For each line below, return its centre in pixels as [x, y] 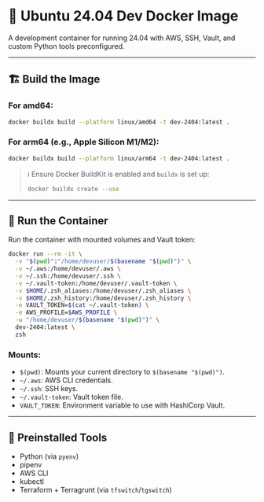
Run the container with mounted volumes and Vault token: [102, 240]
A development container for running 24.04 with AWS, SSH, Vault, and [122, 38]
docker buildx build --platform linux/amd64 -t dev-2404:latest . [119, 122]
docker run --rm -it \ [45, 254]
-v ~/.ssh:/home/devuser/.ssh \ [68, 276]
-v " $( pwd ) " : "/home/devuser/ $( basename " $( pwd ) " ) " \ [103, 262]
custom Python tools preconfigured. [66, 46]
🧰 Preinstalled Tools [58, 437]
